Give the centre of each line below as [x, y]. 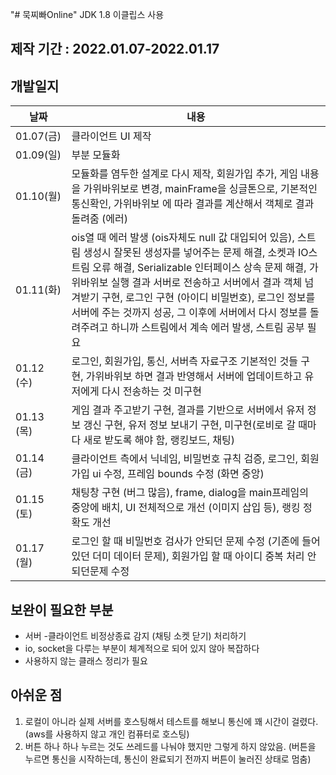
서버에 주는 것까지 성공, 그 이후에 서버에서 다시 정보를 [189, 313]
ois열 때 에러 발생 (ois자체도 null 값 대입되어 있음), [183, 238]
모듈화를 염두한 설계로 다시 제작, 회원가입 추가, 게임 [185, 174]
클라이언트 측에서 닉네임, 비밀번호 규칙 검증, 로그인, [185, 459]
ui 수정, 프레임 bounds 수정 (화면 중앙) [178, 474]
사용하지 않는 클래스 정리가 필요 [86, 661]
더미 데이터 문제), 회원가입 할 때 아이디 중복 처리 [198, 556]
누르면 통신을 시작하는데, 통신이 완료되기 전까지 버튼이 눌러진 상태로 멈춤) [168, 759]
